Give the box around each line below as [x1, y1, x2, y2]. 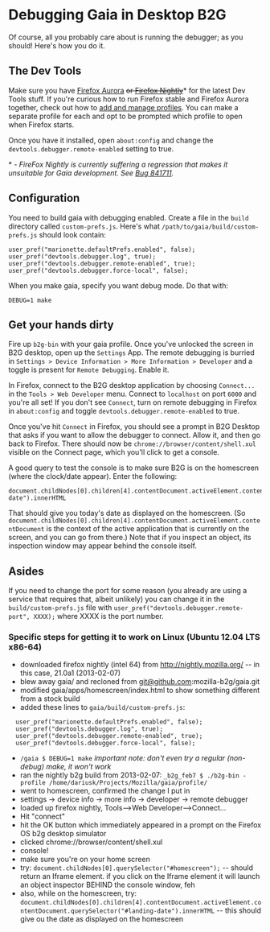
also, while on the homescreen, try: [19, 889, 137, 898]
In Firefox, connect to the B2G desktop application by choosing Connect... [8, 381, 256, 390]
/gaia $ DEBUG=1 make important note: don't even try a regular [19, 753, 226, 763]
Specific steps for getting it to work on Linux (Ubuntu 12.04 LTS [8, 632, 260, 643]
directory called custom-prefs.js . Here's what [8, 221, 161, 231]
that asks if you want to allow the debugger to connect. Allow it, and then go [8, 431, 261, 440]
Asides [8, 564, 44, 578]
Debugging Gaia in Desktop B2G [8, 6, 227, 24]
